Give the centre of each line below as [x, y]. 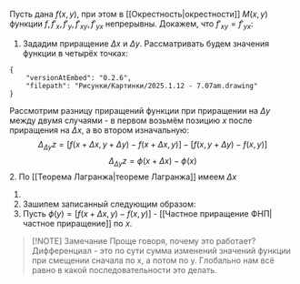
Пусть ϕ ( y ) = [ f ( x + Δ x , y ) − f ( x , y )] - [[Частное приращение [135, 214]
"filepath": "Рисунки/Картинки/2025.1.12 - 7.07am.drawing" [142, 86]
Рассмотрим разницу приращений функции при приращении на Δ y [140, 110]
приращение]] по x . [95, 224]
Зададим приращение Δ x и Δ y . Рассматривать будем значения [146, 43]
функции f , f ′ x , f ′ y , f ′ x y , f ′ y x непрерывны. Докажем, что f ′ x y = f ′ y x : [131, 25]
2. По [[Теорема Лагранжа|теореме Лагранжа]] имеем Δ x [123, 177]
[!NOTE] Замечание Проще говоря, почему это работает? [144, 241]
